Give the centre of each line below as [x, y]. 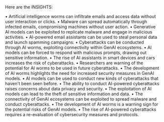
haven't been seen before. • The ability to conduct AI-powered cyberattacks [82, 84]
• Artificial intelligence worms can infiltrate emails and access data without [81, 16]
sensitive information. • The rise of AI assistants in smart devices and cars [80, 58]
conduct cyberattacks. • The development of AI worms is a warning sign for [82, 104]
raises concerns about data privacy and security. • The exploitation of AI [78, 89]
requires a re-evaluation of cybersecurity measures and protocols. [72, 114]
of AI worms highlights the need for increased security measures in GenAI [80, 73]
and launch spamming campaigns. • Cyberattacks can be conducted [75, 42]
